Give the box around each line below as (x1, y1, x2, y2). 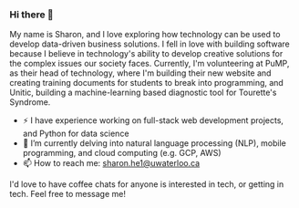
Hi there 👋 (9, 8, 55, 21)
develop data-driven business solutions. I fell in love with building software (9, 38, 290, 49)
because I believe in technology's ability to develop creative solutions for (9, 48, 284, 59)
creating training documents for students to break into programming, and (9, 78, 284, 88)
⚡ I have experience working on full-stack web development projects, (22, 115, 284, 126)
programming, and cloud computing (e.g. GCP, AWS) (22, 148, 222, 159)
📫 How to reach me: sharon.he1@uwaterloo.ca (22, 158, 201, 169)
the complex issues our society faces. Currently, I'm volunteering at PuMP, (9, 58, 290, 69)
